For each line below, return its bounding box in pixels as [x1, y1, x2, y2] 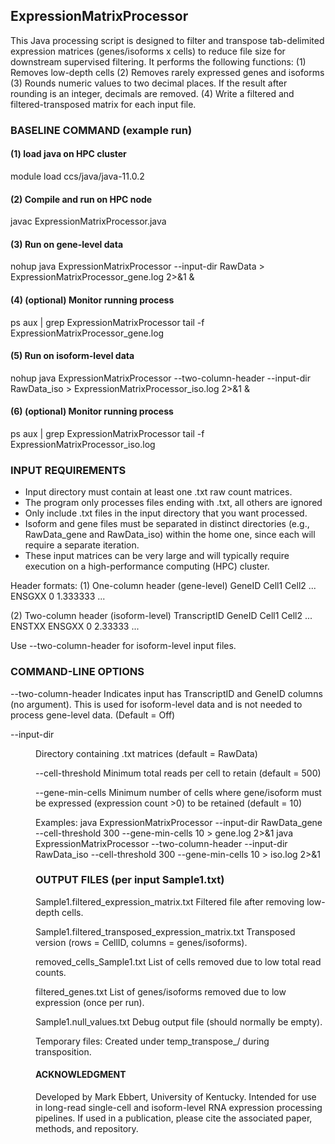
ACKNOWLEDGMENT [35, 1069, 127, 1081]
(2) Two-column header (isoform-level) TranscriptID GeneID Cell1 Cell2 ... [10, 610, 313, 622]
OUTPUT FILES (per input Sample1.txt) [35, 873, 225, 887]
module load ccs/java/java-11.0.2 [10, 170, 145, 182]
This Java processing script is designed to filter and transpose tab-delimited [10, 34, 325, 46]
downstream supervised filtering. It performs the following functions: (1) [10, 55, 307, 68]
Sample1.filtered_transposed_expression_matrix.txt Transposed [35, 925, 296, 938]
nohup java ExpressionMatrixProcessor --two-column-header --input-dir [10, 372, 311, 384]
